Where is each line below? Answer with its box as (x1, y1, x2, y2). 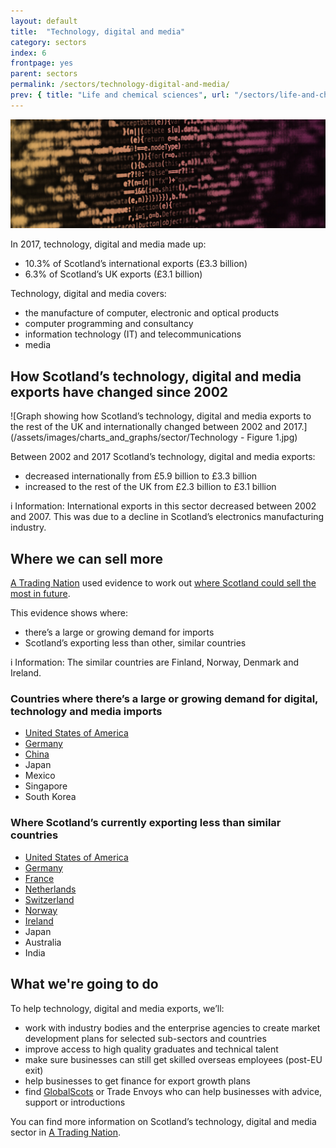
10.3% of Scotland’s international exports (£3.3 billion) (24, 258, 248, 270)
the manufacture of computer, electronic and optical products (24, 307, 280, 319)
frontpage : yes (10, 58, 74, 69)
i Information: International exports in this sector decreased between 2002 (10, 500, 317, 512)
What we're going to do (10, 976, 159, 993)
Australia (24, 936, 62, 948)
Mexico (24, 770, 56, 782)
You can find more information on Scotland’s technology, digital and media (10, 1115, 317, 1127)
